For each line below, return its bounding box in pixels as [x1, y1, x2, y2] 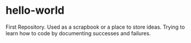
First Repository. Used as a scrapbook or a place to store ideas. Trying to [5, 23, 186, 30]
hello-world [5, 4, 65, 17]
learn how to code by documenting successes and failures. [5, 29, 151, 36]
